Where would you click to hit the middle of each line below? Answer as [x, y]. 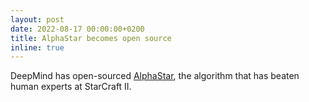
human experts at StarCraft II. [71, 87]
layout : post [37, 19]
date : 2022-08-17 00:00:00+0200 [77, 29]
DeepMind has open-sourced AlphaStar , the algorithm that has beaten [155, 76]
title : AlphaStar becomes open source [91, 38]
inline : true [37, 47]
